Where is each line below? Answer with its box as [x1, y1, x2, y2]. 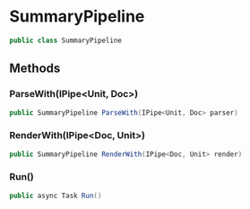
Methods [9, 61, 61, 76]
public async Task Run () [9, 191, 102, 200]
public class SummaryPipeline [9, 36, 123, 45]
